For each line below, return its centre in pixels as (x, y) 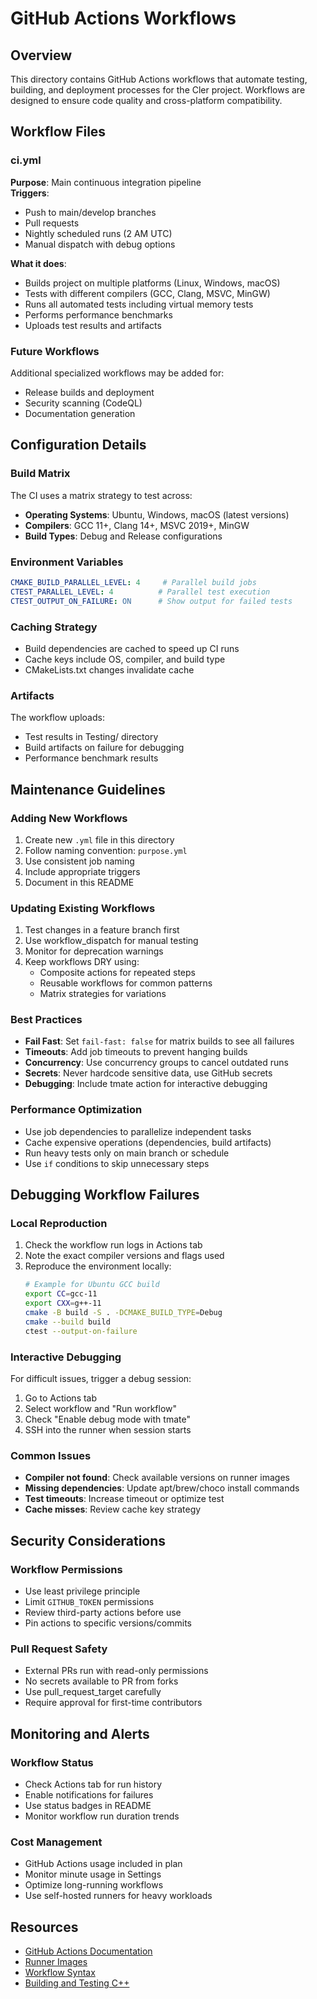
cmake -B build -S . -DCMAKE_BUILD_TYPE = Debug (123, 1313)
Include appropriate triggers (82, 871)
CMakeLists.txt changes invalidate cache (109, 669)
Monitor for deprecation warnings (94, 951)
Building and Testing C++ (77, 1983)
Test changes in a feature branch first (102, 930)
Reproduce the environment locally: (98, 1266)
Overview (41, 55)
